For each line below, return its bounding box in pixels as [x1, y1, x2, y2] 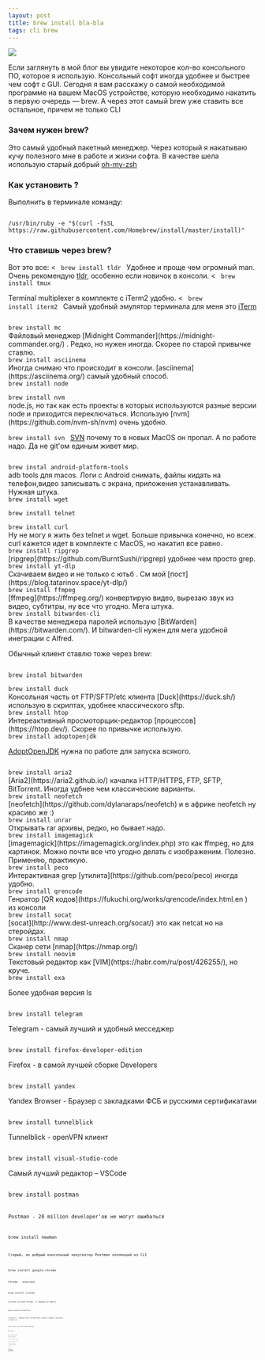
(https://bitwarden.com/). [8, 625, 91, 635]
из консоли [8, 903, 46, 913]
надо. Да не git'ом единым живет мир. [8, 441, 140, 451]
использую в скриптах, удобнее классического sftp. [8, 701, 185, 710]
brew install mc [8, 324, 62, 332]
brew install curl [8, 523, 69, 531]
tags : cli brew [8, 26, 58, 34]
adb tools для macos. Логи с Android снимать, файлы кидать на [8, 470, 222, 480]
